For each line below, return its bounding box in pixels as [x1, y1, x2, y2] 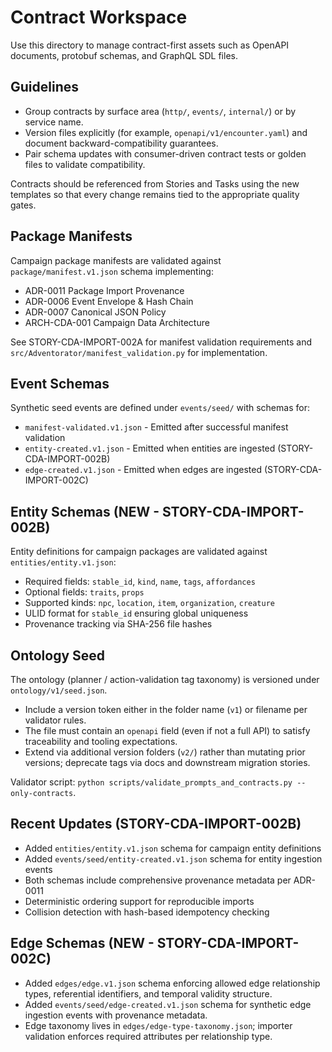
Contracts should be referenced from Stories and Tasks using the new [10, 177, 300, 190]
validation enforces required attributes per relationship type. [24, 1030, 273, 1042]
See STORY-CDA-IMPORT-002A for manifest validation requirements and [10, 336, 313, 348]
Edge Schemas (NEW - [10, 935, 155, 952]
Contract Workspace [10, 6, 188, 29]
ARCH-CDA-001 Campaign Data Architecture [24, 316, 210, 328]
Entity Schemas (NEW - [10, 503, 160, 520]
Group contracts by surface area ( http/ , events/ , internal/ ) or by [24, 105, 297, 117]
